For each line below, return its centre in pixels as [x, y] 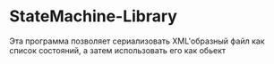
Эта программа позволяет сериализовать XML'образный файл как [137, 41]
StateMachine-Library [93, 16]
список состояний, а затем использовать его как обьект [118, 50]
